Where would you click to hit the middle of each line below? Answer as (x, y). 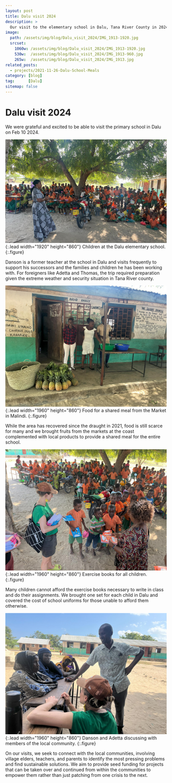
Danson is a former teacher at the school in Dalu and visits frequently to (81, 262)
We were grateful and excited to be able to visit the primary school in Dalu (83, 127)
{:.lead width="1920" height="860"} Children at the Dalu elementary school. (85, 247)
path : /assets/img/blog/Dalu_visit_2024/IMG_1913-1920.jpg (74, 38)
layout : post (19, 11)
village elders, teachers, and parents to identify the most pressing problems (85, 759)
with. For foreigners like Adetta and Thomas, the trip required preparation (82, 273)
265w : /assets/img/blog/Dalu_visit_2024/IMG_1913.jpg (74, 59)
